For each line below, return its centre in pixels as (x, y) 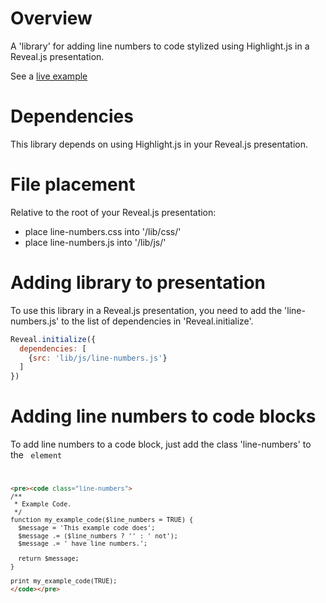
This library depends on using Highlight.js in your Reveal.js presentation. (159, 144)
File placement (73, 184)
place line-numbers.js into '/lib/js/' (95, 242)
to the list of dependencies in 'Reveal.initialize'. (157, 321)
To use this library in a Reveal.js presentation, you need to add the (146, 310)
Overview (51, 18)
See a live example (49, 76)
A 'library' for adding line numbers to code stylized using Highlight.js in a (160, 46)
